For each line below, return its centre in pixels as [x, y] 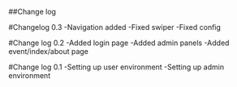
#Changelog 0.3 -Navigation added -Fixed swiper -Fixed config [115, 27]
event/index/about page [49, 51]
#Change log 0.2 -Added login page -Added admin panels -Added [119, 43]
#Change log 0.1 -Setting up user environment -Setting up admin [116, 67]
